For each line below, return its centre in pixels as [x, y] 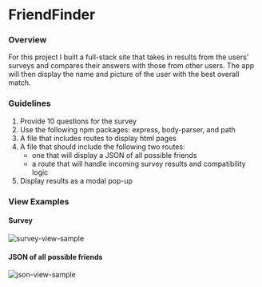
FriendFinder [52, 15]
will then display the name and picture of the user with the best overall [124, 75]
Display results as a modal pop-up [76, 180]
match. [20, 83]
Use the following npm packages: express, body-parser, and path [127, 129]
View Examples [39, 201]
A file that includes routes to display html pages [98, 138]
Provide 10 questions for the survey [78, 121]
